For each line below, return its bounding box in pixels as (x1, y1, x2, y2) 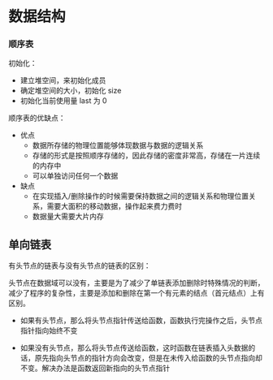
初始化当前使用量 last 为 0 (19, 96, 107, 106)
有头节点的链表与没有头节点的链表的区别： (8, 261, 151, 270)
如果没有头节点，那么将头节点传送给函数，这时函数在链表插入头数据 (19, 343, 249, 353)
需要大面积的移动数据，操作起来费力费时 (46, 201, 183, 211)
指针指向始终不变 (19, 326, 78, 335)
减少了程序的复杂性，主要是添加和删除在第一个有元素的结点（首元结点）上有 (8, 288, 265, 298)
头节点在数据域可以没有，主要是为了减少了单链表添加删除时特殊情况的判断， (8, 278, 265, 288)
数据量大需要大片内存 (32, 212, 104, 222)
